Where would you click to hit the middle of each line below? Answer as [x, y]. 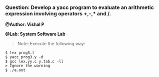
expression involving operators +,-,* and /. [58, 13]
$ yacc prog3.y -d [24, 57]
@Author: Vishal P [25, 24]
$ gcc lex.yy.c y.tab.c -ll [34, 62]
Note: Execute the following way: [51, 44]
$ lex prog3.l [20, 53]
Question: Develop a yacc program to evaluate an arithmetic [79, 7]
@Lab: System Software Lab [35, 34]
